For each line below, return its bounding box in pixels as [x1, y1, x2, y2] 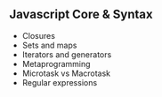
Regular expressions [21, 77, 98, 87]
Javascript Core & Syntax [9, 7, 153, 22]
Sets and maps [21, 40, 77, 50]
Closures [21, 30, 56, 41]
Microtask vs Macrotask [21, 68, 111, 78]
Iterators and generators [21, 48, 112, 60]
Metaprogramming [21, 58, 91, 69]
